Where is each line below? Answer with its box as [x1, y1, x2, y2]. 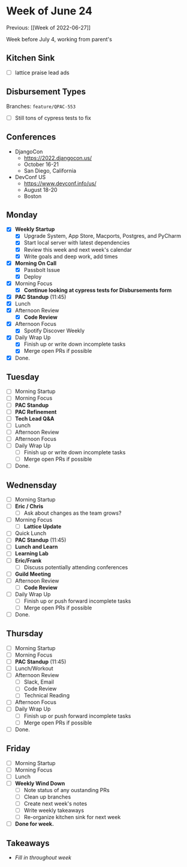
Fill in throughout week [14, 854, 72, 861]
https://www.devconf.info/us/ [23, 180, 97, 187]
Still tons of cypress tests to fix [14, 114, 92, 121]
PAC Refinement [14, 408, 57, 415]
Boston [23, 192, 42, 200]
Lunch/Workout [14, 665, 54, 672]
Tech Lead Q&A [14, 415, 55, 422]
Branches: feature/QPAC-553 [6, 102, 76, 110]
